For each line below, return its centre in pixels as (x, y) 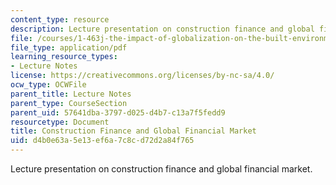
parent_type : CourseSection (69, 103)
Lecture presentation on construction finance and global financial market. (161, 169)
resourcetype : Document (60, 122)
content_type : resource (60, 19)
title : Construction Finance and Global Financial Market (133, 131)
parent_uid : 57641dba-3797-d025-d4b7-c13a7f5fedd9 (118, 112)
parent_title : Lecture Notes (71, 94)
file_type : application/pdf (69, 47)
